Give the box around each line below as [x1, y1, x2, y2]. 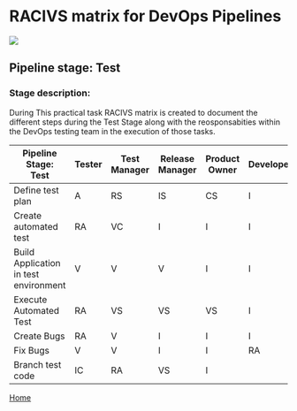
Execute [13, 293, 48, 306]
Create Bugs [13, 330, 65, 342]
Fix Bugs [13, 344, 50, 356]
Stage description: [9, 87, 91, 99]
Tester [74, 157, 103, 170]
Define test [13, 184, 59, 196]
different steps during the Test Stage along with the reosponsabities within [9, 117, 281, 127]
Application [13, 256, 61, 269]
